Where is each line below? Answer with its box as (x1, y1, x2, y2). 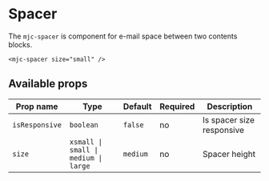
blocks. (8, 39, 33, 49)
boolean (69, 120, 98, 129)
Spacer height (203, 148, 256, 159)
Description (207, 101, 253, 112)
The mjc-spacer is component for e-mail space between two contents (8, 31, 238, 41)
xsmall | (69, 137, 102, 147)
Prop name (15, 101, 58, 112)
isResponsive (12, 120, 62, 129)
